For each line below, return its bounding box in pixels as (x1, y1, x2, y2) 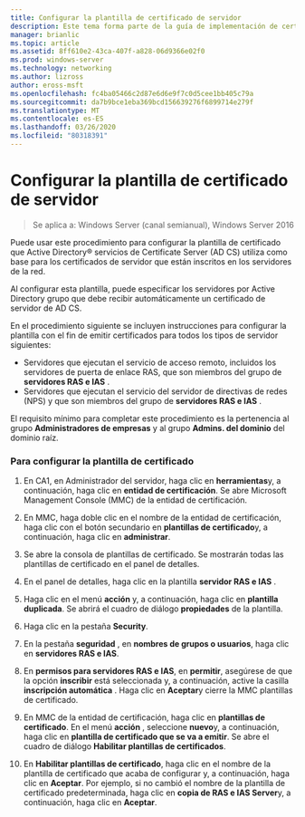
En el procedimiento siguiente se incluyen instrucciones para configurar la (10, 320, 287, 331)
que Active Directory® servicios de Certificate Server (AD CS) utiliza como (10, 246, 288, 257)
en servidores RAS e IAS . (23, 649, 119, 659)
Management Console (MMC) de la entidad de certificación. (23, 495, 248, 505)
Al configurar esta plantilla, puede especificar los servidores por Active (10, 283, 275, 294)
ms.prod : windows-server (10, 55, 104, 64)
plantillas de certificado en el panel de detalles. (23, 559, 200, 570)
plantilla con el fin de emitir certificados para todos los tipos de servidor (10, 330, 279, 341)
